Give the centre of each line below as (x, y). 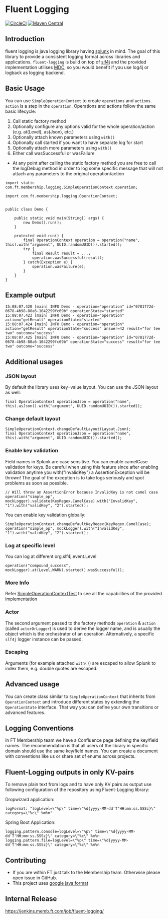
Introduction (25, 39)
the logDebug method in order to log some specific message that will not (88, 168)
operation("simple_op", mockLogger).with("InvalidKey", (65, 528)
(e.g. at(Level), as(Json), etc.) (43, 131)
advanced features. (25, 712)
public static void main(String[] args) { (59, 218)
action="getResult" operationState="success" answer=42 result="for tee (83, 329)
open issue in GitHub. (35, 878)
